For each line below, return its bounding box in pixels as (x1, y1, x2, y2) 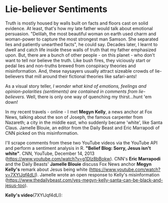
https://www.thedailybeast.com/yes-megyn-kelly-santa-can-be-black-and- (7, 177, 163, 183)
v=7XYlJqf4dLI (5, 171, 36, 177)
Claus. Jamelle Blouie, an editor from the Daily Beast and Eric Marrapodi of (5, 124, 160, 131)
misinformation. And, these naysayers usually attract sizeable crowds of (5, 68, 154, 74)
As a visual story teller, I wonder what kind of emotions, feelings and (5, 83, 147, 89)
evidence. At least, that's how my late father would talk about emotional (5, 25, 153, 31)
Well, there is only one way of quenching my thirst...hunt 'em (26, 94, 152, 100)
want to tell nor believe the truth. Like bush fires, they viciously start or (5, 57, 151, 63)
